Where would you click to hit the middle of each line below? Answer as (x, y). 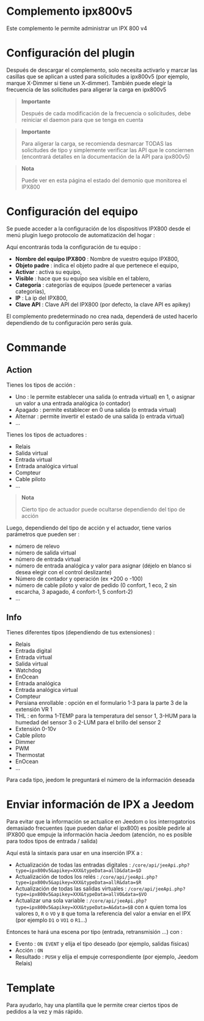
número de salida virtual (46, 552)
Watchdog (28, 670)
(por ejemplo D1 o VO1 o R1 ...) (51, 920)
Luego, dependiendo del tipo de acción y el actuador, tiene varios (89, 528)
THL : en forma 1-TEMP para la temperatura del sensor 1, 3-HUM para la (106, 716)
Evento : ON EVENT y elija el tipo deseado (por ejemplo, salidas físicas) (102, 943)
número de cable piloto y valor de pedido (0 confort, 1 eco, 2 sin (96, 585)
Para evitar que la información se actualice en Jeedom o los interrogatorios (101, 821)
